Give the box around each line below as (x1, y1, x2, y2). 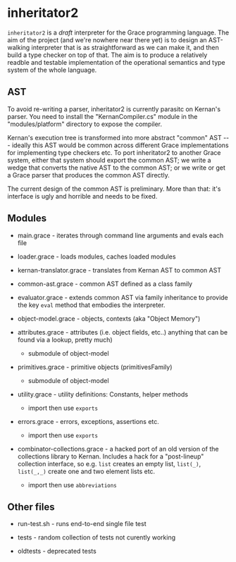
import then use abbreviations (27, 480, 118, 489)
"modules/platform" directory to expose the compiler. (7, 120, 163, 128)
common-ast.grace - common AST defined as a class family (17, 280, 192, 288)
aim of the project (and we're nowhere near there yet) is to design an (7, 35, 207, 44)
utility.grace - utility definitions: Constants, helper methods (17, 389, 189, 399)
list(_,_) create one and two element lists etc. (17, 467, 156, 475)
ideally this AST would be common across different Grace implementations (11, 141, 229, 149)
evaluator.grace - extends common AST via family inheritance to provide (17, 293, 229, 301)
